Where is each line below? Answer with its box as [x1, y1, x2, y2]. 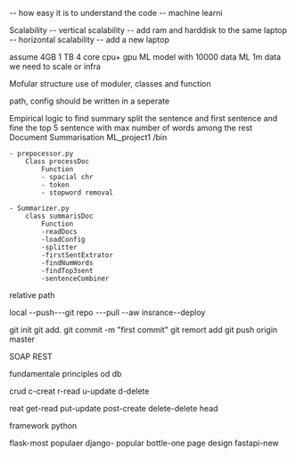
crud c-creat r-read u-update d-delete [9, 386, 150, 396]
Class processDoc [25, 157, 90, 166]
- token [41, 180, 70, 189]
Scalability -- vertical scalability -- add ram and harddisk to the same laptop [9, 25, 288, 35]
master [9, 334, 36, 345]
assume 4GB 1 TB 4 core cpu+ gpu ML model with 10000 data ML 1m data [9, 52, 282, 62]
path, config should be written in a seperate [9, 96, 170, 106]
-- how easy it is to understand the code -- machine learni [9, 8, 223, 18]
